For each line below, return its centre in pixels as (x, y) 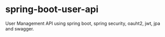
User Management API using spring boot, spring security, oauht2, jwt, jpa (83, 23)
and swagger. (20, 28)
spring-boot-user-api (52, 9)
